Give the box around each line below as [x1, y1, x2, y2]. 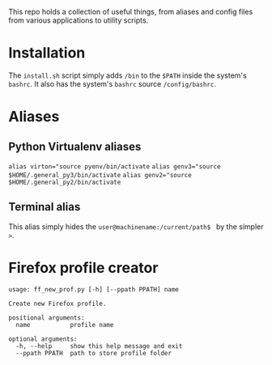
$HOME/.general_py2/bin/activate [8, 178, 121, 186]
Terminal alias [8, 200, 81, 214]
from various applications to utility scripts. [8, 15, 149, 25]
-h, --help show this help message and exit [15, 342, 183, 350]
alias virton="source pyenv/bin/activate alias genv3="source [8, 162, 221, 171]
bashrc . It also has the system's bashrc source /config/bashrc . [8, 79, 217, 88]
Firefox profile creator [8, 258, 159, 277]
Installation [8, 44, 86, 62]
